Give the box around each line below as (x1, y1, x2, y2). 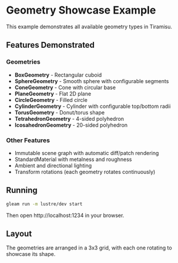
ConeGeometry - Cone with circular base (14, 84, 116, 91)
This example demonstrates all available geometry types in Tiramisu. (6, 23, 172, 30)
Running (6, 185, 38, 195)
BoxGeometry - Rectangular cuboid (14, 71, 102, 78)
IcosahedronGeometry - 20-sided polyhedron (14, 121, 128, 129)
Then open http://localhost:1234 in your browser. (6, 212, 125, 219)
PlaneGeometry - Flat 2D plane (14, 90, 92, 97)
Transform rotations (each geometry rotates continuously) (14, 168, 156, 175)
